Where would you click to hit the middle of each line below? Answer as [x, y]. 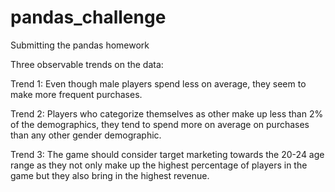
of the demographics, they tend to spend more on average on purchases [160, 124]
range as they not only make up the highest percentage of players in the [159, 165]
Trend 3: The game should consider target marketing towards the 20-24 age [167, 154]
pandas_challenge [88, 17]
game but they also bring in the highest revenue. [110, 175]
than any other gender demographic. [86, 135]
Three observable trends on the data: [87, 64]
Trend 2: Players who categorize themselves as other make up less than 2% [167, 113]
